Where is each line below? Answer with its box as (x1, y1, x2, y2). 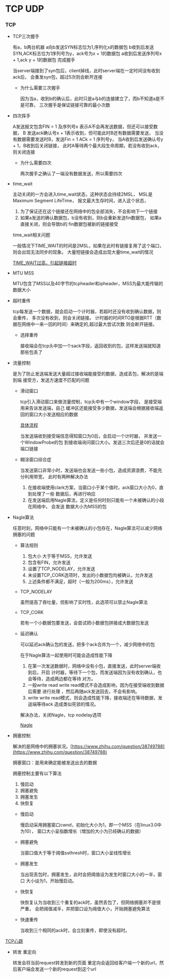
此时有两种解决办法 (48, 474, 89, 480)
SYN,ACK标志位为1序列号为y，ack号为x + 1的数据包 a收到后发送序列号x (12, 50, 162, 56)
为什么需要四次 (20, 160, 52, 166)
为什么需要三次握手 (20, 85, 61, 91)
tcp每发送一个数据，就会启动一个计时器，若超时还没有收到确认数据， (12, 309, 157, 315)
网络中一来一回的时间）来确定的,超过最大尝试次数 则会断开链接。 (21, 321, 157, 327)
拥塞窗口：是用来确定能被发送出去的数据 (12, 759, 97, 766)
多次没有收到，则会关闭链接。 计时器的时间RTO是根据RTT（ (31, 315, 157, 321)
